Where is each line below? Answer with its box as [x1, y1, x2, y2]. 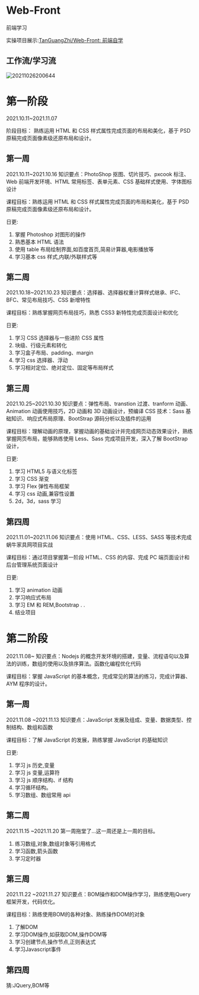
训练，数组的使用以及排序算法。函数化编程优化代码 [16, 660, 141, 667]
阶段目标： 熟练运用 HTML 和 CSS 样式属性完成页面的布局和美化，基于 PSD [6, 127, 191, 134]
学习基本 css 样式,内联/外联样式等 [14, 253, 98, 260]
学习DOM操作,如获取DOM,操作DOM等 [14, 931, 108, 938]
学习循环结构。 [14, 784, 52, 791]
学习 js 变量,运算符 [14, 769, 60, 776]
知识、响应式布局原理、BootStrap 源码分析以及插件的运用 [11, 415, 152, 423]
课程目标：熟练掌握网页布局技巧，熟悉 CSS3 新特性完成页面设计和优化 [6, 309, 179, 316]
